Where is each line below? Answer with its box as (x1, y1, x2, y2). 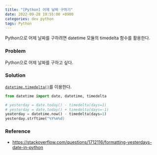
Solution (5, 72, 26, 79)
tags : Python (5, 21, 32, 26)
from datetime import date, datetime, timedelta (5, 93, 107, 98)
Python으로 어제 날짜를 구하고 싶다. (5, 60, 73, 65)
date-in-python (12, 144, 43, 150)
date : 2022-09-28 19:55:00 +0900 (5, 12, 74, 17)
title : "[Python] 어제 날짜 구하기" (5, 7, 73, 12)
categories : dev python (5, 16, 54, 21)
